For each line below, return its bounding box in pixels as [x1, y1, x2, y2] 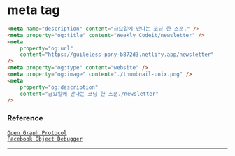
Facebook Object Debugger [7, 135, 83, 142]
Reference [7, 113, 43, 123]
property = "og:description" [20, 83, 99, 91]
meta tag [7, 2, 60, 18]
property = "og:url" [20, 45, 73, 52]
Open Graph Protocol [7, 129, 68, 136]
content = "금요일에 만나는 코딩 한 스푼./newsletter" [20, 90, 159, 97]
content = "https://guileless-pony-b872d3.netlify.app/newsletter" [20, 51, 215, 58]
